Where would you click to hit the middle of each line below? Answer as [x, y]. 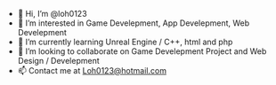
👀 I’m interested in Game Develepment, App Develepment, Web [134, 23]
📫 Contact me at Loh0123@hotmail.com [92, 70]
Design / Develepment [58, 61]
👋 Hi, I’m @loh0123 [52, 14]
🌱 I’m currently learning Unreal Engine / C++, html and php [125, 42]
